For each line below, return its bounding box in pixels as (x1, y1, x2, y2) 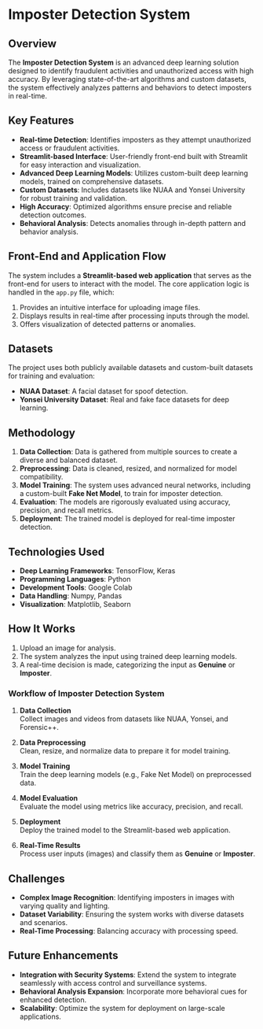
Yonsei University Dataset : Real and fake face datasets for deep (19, 395, 229, 405)
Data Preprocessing (19, 738, 86, 747)
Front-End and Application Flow (8, 250, 166, 263)
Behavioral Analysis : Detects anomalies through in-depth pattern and (19, 218, 246, 228)
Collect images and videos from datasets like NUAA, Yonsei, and (19, 714, 229, 724)
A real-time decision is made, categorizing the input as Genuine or (19, 660, 236, 669)
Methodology (8, 426, 76, 439)
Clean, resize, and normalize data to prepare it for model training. (19, 746, 231, 756)
